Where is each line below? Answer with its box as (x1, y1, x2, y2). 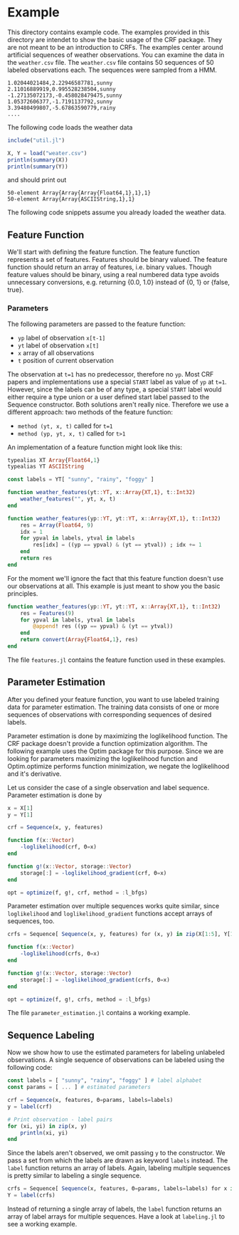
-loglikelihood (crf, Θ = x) (20, 844, 97, 851)
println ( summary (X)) (7, 156, 69, 164)
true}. (7, 285, 24, 294)
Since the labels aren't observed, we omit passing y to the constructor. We (7, 1149, 225, 1157)
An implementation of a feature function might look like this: (7, 443, 183, 451)
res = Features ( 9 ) (20, 609, 75, 616)
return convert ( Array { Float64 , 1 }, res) (20, 636, 139, 643)
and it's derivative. (7, 769, 62, 778)
